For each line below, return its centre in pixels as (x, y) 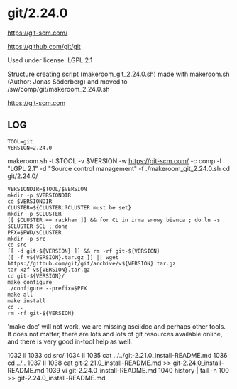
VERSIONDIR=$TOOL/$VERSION (47, 189)
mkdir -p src (27, 239)
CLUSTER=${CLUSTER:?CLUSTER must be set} (70, 207)
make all (20, 295)
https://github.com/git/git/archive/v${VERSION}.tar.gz (92, 263)
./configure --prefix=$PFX (47, 288)
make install (27, 301)
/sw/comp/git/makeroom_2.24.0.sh (59, 89)
